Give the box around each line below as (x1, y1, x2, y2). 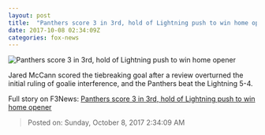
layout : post (8, 11, 51, 20)
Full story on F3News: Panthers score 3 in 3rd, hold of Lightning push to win (8, 94, 256, 103)
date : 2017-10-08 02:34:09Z (8, 26, 101, 34)
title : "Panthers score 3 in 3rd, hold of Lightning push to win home (8, 19, 248, 27)
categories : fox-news (8, 33, 80, 42)
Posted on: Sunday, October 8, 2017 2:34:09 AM (27, 118, 185, 127)
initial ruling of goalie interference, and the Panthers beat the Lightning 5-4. (8, 79, 254, 88)
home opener (8, 103, 52, 112)
